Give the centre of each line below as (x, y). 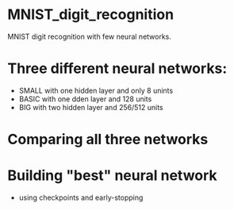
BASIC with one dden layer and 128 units (85, 99)
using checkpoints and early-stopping (81, 197)
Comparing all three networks (108, 139)
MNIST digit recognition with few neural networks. (90, 36)
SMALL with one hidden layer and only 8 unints (96, 90)
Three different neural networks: (117, 69)
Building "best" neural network (112, 176)
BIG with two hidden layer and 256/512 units (91, 107)
